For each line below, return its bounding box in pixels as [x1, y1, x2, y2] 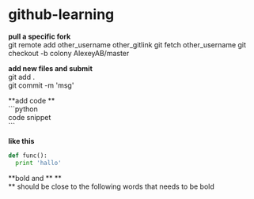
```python [8, 104, 38, 114]
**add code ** [8, 96, 55, 105]
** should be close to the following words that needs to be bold [8, 182, 215, 191]
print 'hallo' [15, 159, 62, 167]
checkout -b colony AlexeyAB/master [8, 48, 130, 58]
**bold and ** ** [8, 173, 62, 182]
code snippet [8, 112, 51, 122]
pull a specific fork [8, 32, 71, 41]
